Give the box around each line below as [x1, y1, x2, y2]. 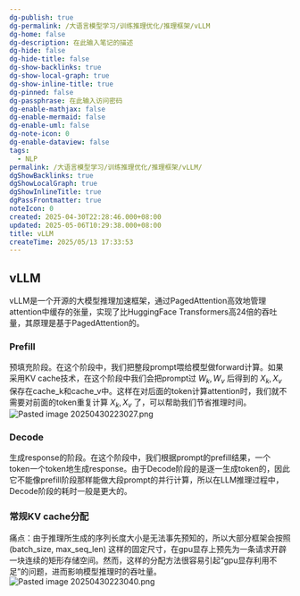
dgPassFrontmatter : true [9, 196, 102, 206]
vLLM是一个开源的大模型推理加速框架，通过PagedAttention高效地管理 [9, 296, 267, 306]
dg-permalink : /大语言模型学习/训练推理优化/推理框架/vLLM [9, 21, 211, 30]
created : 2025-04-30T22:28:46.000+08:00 [9, 212, 162, 222]
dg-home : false [9, 29, 66, 38]
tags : [9, 146, 29, 155]
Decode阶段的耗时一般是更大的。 [9, 486, 132, 497]
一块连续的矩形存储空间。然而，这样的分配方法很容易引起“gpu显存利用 [9, 555, 270, 566]
